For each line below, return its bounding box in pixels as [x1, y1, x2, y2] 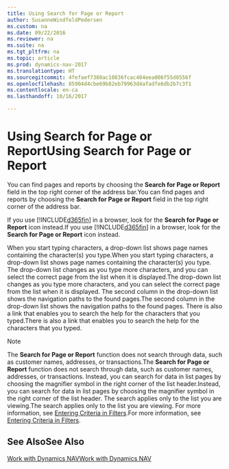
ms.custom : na [7, 23, 48, 30]
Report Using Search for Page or [7, 144, 192, 159]
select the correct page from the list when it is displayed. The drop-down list [7, 273, 221, 281]
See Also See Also [7, 436, 84, 448]
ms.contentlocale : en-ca [7, 87, 78, 93]
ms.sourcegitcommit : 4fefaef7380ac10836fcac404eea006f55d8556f [7, 73, 192, 81]
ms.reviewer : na [7, 36, 53, 43]
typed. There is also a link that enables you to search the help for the [7, 317, 200, 325]
